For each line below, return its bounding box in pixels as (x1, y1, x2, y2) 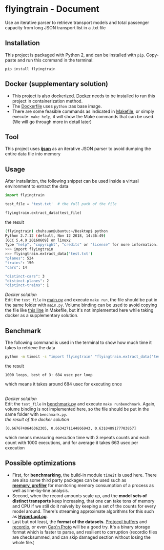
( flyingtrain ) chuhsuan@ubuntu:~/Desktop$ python (5, 229, 108, 233)
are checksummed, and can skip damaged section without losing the (12, 534, 151, 540)
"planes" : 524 (5, 256, 34, 261)
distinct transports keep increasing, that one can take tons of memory (12, 498, 155, 504)
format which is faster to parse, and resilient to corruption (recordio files (12, 529, 158, 535)
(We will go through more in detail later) (12, 119, 92, 125)
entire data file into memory (5, 151, 61, 157)
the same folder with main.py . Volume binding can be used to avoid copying (5, 302, 157, 308)
